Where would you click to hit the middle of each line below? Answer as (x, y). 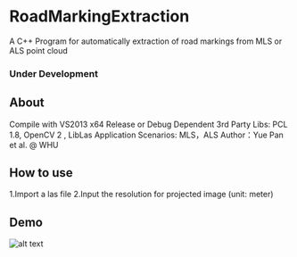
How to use (41, 173)
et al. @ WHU (34, 145)
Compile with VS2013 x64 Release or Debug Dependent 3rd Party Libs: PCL (148, 124)
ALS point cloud (39, 50)
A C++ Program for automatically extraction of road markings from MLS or (146, 41)
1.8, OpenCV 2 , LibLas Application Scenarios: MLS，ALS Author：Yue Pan (146, 135)
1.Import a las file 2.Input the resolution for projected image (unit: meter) (141, 195)
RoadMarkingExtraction (99, 17)
